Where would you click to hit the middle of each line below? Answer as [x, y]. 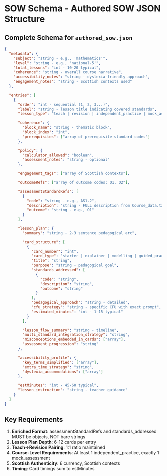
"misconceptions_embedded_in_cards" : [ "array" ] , [74, 339]
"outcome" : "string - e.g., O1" [60, 210]
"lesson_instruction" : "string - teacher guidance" [73, 390]
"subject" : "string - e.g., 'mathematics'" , [61, 58]
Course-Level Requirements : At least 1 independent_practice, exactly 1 [85, 453]
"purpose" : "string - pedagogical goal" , [75, 265]
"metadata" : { [24, 54]
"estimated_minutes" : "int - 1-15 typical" [77, 312]
